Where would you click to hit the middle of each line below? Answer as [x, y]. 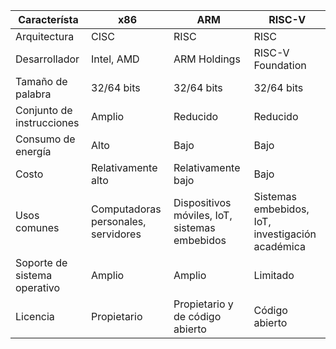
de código [197, 316]
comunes [37, 227]
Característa [48, 19]
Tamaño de [41, 81]
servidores [116, 234]
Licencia [35, 316]
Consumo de [45, 139]
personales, [119, 221]
